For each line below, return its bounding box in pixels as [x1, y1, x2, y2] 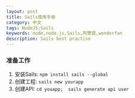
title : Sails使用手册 [6, 14, 56, 20]
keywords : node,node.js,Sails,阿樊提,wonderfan [6, 31, 123, 36]
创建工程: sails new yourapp [14, 78, 84, 85]
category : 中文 [6, 19, 42, 25]
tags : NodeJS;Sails [6, 25, 54, 31]
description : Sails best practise [6, 36, 91, 42]
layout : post [6, 8, 38, 15]
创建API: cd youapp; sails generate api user [14, 86, 129, 93]
